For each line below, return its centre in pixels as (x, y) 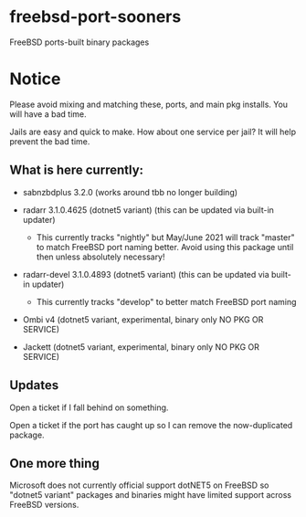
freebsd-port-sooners (95, 17)
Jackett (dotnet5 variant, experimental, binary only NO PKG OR (141, 347)
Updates (34, 385)
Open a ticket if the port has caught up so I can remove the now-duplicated (151, 425)
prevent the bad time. (50, 141)
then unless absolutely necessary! (101, 257)
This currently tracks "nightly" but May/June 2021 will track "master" (165, 237)
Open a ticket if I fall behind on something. (89, 407)
